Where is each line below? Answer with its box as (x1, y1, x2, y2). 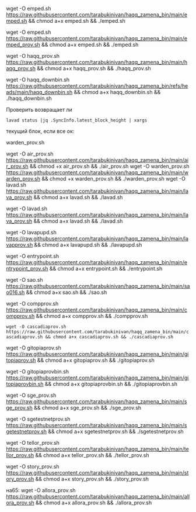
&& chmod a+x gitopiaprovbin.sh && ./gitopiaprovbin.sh (44, 380, 178, 388)
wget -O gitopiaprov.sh (6, 344, 61, 351)
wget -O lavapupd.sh (6, 229, 57, 236)
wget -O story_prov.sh (6, 463, 60, 470)
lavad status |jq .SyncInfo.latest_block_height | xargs (6, 117, 148, 123)
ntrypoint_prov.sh (6, 265, 48, 272)
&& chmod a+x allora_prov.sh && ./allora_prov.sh (36, 499, 152, 506)
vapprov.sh (6, 241, 33, 248)
